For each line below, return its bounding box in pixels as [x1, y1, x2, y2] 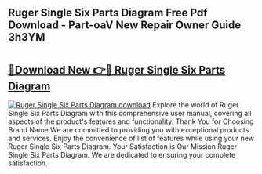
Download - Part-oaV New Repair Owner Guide [8, 19, 242, 32]
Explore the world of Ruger [152, 100, 239, 109]
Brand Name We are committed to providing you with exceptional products [8, 125, 249, 134]
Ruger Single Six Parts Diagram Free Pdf [8, 6, 208, 20]
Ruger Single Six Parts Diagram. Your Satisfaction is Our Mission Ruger [8, 142, 238, 151]
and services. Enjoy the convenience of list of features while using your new [8, 133, 255, 143]
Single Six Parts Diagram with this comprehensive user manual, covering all [8, 109, 252, 118]
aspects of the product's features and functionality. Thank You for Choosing [8, 117, 254, 126]
